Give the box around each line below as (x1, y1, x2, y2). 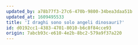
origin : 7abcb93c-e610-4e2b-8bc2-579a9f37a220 (6, 30, 122, 36)
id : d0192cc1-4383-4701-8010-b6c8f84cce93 (6, 25, 112, 31)
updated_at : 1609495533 (6, 14, 65, 20)
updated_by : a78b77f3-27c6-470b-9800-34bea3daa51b (6, 8, 133, 15)
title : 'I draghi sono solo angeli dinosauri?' (6, 19, 125, 25)
